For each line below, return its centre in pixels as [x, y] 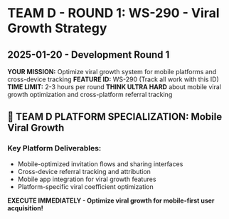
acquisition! [26, 208]
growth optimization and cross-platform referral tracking [90, 95]
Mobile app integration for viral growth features [87, 179]
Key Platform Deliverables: [54, 148]
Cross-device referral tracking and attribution [84, 171]
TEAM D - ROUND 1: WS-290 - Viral [113, 13]
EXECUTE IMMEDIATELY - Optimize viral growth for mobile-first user [111, 200]
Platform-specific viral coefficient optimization [86, 186]
